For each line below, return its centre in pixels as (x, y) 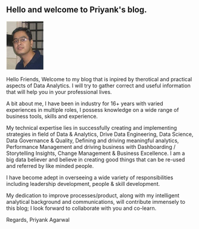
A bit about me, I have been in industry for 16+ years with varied (85, 103)
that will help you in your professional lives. (59, 91)
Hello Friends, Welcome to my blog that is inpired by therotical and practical (99, 79)
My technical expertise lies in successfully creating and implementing (92, 127)
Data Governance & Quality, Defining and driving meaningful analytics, (93, 141)
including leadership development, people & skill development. (83, 184)
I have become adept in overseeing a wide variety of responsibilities (90, 177)
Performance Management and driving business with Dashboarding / (91, 146)
